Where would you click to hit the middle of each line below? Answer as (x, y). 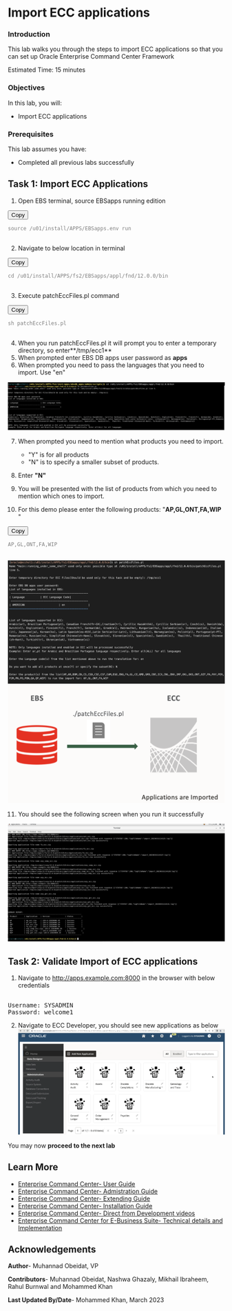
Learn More (33, 1167)
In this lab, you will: (35, 103)
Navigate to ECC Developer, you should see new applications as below (118, 1025)
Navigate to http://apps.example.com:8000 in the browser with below (116, 978)
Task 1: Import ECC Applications (78, 184)
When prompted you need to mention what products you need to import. (121, 441)
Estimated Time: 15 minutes (46, 70)
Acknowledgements (52, 1249)
